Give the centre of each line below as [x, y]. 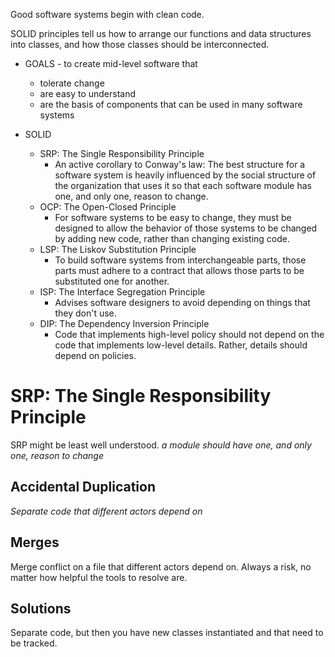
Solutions [41, 608]
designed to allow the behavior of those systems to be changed [186, 228]
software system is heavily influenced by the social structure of [185, 175]
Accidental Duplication [83, 487]
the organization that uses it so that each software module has [183, 185]
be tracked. [34, 643]
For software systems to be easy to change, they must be [173, 217]
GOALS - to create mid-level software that [111, 63]
